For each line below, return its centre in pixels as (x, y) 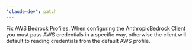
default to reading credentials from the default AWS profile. (78, 41)
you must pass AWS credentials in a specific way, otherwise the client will (96, 34)
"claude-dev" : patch (32, 11)
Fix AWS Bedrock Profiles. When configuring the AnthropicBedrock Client (96, 28)
